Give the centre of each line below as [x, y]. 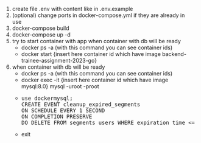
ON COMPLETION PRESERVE [57, 117]
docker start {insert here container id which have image [91, 54]
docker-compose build [41, 28]
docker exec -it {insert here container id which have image [95, 80]
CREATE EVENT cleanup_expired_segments [81, 104]
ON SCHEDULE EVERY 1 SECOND [63, 110]
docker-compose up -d [41, 35]
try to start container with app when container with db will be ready [97, 41]
